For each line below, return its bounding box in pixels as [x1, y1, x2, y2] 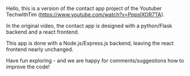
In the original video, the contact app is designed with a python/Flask [6, 23, 172, 29]
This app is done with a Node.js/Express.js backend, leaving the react [6, 40, 174, 46]
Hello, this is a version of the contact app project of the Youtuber [6, 5, 162, 12]
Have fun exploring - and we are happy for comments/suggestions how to [6, 57, 184, 64]
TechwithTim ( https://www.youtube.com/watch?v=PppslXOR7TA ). [6, 11, 165, 18]
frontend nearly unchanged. [6, 46, 74, 53]
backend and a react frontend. [6, 28, 80, 35]
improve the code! [6, 63, 50, 70]
